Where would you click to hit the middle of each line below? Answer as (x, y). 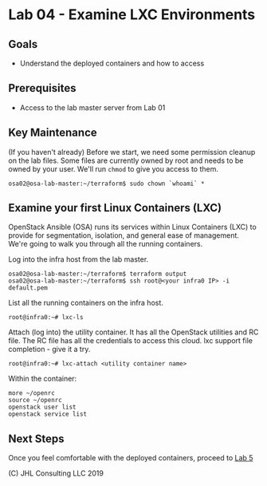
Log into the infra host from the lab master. (79, 259)
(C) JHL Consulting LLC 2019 (56, 473)
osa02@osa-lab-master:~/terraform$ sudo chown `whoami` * (106, 184)
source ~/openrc (35, 401)
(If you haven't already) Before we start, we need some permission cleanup (132, 152)
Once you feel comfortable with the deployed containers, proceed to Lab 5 (131, 458)
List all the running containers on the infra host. (86, 303)
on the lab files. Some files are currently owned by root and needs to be (126, 160)
